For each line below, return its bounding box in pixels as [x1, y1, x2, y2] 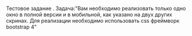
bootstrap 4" [6, 23, 37, 30]
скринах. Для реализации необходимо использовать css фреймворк [6, 17, 180, 24]
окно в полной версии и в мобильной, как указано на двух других [6, 11, 173, 18]
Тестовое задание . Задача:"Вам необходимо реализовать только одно [6, 5, 186, 12]
